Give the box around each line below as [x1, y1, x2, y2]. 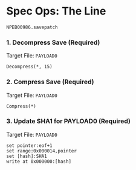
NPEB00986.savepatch [6, 24, 59, 30]
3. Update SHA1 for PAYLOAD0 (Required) [6, 117, 131, 125]
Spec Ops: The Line [6, 4, 106, 18]
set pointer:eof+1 [6, 142, 53, 149]
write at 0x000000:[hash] [6, 159, 71, 165]
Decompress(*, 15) [6, 64, 53, 70]
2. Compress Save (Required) [6, 77, 94, 86]
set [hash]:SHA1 [6, 153, 47, 159]
